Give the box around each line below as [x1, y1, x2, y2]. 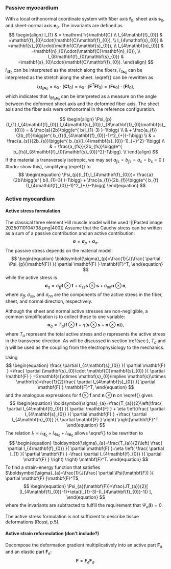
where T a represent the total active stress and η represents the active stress [5, 331, 166, 338]
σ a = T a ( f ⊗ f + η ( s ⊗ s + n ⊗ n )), [47, 322, 125, 329]
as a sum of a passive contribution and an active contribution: [5, 230, 135, 236]
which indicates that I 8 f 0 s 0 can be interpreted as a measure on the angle [5, 93, 157, 101]
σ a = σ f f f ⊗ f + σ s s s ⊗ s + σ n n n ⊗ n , [45, 282, 127, 290]
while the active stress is [5, 274, 57, 281]
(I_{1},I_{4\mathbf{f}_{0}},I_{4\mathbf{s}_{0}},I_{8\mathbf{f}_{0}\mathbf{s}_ [6, 121, 166, 127]
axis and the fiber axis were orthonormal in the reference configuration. [5, 106, 156, 112]
